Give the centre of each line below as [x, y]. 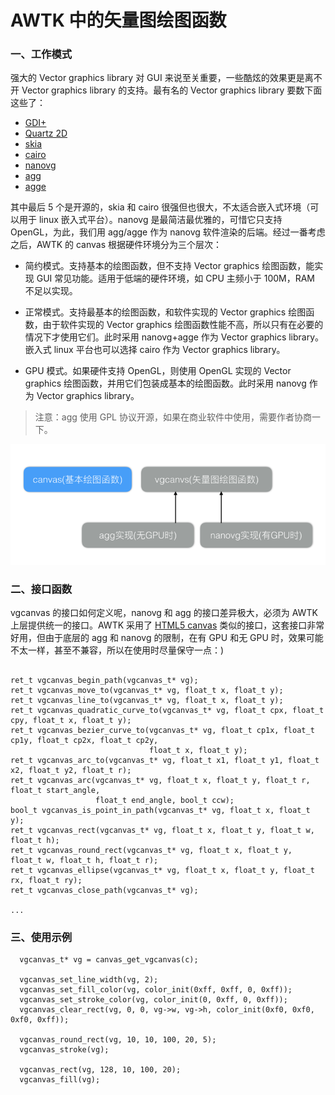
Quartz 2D [46, 133]
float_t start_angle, [55, 790]
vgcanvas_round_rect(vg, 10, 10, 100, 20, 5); [118, 1040]
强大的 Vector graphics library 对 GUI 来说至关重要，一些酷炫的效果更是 [157, 78]
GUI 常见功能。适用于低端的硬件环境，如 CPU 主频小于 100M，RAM [176, 278]
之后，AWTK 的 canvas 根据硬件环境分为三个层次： [116, 245]
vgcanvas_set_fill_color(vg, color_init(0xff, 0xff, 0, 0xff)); [156, 990]
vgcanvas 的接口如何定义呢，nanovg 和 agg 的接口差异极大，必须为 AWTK [164, 612]
